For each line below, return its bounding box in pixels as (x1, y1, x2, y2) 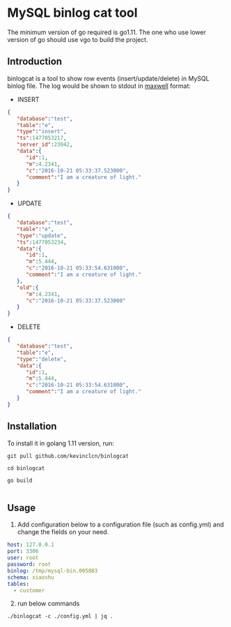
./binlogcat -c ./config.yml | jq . (7, 613, 113, 620)
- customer (13, 587, 45, 594)
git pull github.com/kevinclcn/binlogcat (7, 452, 129, 459)
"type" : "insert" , (16, 128, 67, 135)
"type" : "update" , (16, 232, 67, 239)
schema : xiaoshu (7, 574, 54, 581)
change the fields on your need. (17, 528, 109, 536)
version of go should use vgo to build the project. (7, 35, 148, 43)
